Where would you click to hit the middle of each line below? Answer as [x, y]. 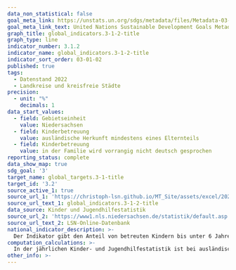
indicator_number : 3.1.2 [44, 46]
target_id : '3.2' [33, 184]
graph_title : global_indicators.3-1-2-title [73, 33]
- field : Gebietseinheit [50, 118]
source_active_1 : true [40, 191]
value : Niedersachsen [51, 125]
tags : [15, 72]
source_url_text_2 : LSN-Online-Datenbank [69, 223]
